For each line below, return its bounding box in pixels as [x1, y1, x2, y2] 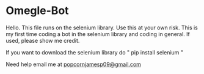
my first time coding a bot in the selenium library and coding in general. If [5, 30, 190, 37]
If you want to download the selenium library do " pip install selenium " [5, 48, 184, 56]
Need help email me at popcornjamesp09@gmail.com [5, 61, 142, 68]
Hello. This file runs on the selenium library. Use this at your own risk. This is [5, 24, 198, 31]
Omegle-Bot [5, 4, 69, 18]
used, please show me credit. [5, 37, 80, 44]
